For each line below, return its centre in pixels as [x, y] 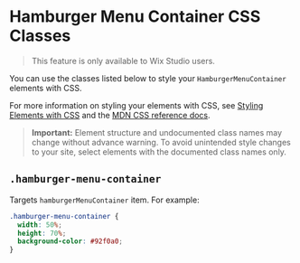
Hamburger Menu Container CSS [135, 17]
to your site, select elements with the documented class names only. [159, 152]
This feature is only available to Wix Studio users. [123, 61]
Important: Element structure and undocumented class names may [157, 132]
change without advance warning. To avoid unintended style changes [161, 142]
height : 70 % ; [42, 233]
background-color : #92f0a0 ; [70, 241]
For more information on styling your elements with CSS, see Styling [136, 105]
